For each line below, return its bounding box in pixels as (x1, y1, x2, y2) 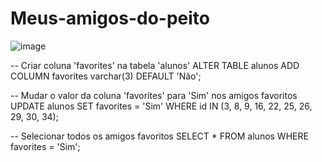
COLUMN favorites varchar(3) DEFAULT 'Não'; (10, 70, 202, 82)
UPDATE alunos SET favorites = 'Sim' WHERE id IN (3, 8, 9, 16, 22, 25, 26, (10, 100, 313, 112)
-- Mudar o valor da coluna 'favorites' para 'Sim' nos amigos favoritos (10, 89, 298, 101)
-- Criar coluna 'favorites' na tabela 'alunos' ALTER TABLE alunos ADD (10, 59, 300, 71)
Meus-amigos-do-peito (10, 7, 211, 30)
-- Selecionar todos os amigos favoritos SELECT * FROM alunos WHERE (10, 130, 309, 142)
